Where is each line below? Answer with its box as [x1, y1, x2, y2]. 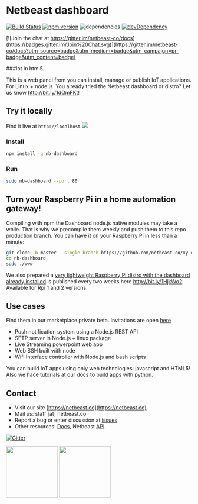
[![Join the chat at [6, 34, 49, 41]
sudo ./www [6, 261, 33, 267]
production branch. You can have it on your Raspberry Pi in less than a [6, 232, 177, 239]
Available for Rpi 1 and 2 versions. [6, 284, 88, 291]
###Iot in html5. [6, 64, 45, 72]
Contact [6, 388, 37, 398]
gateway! [6, 203, 41, 214]
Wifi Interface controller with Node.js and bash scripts [14, 353, 146, 361]
